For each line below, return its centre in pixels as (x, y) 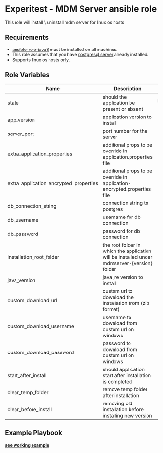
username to (117, 317)
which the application (127, 251)
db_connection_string (32, 206)
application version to (127, 117)
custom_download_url (32, 300)
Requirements (27, 38)
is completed (117, 381)
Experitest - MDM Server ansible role (81, 9)
